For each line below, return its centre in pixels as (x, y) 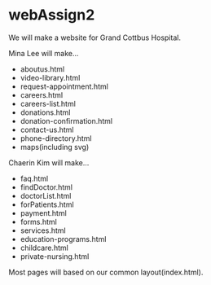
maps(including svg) (55, 147)
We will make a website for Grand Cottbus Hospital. (95, 37)
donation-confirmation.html (66, 121)
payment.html (43, 213)
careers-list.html (48, 103)
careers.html (42, 94)
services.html (43, 230)
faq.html (34, 178)
